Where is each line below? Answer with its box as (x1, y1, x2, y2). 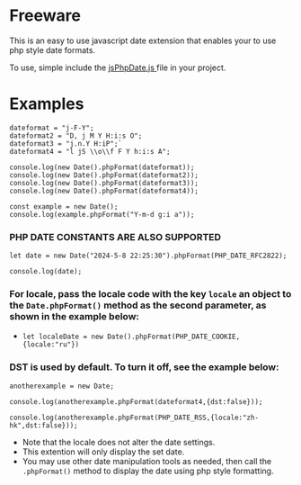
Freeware (9, 5, 81, 26)
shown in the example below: (9, 310, 139, 323)
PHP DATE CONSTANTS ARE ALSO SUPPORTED (9, 230, 222, 243)
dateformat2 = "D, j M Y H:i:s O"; (9, 131, 143, 140)
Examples (9, 94, 84, 114)
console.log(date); (9, 267, 83, 276)
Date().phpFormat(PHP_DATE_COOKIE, (107, 332, 241, 342)
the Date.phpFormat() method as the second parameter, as (9, 299, 267, 311)
